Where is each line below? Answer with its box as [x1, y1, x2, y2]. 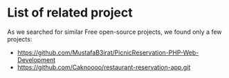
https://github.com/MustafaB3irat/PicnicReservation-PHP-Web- [17, 48, 199, 57]
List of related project [7, 5, 133, 21]
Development [17, 55, 56, 64]
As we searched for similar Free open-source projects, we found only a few [7, 28, 223, 36]
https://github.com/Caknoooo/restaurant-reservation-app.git [17, 63, 191, 71]
